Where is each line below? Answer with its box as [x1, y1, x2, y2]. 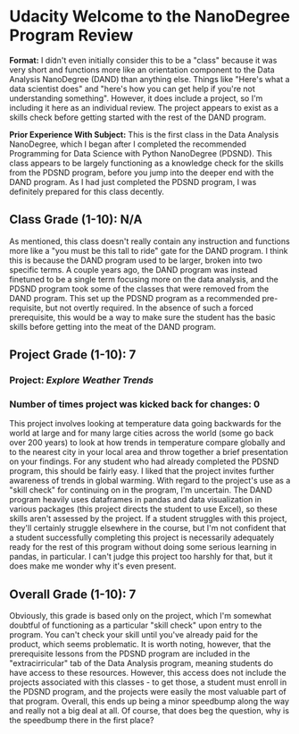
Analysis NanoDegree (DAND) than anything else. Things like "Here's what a [9, 73, 290, 84]
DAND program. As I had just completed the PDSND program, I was [9, 176, 257, 187]
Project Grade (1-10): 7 [9, 347, 137, 363]
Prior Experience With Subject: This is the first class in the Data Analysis [9, 129, 279, 139]
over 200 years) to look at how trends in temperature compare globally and [9, 437, 286, 448]
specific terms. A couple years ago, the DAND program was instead [9, 264, 258, 274]
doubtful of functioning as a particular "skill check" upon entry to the [9, 620, 262, 631]
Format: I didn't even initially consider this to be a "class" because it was [9, 55, 278, 65]
